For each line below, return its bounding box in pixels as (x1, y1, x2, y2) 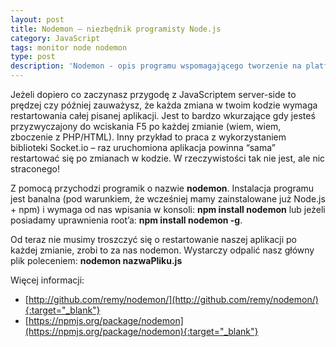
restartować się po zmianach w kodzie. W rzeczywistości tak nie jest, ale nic (10, 152, 326, 164)
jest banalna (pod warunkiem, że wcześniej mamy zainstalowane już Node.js (10, 193, 326, 205)
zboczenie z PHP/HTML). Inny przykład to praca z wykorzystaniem (10, 131, 287, 143)
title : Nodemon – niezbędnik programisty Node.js (10, 24, 222, 34)
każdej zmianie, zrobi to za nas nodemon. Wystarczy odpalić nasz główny (10, 244, 315, 256)
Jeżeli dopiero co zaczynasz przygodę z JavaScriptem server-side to (10, 89, 297, 100)
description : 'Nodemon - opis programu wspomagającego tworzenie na (10, 61, 302, 71)
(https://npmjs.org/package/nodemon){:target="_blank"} (24, 326, 259, 337)
